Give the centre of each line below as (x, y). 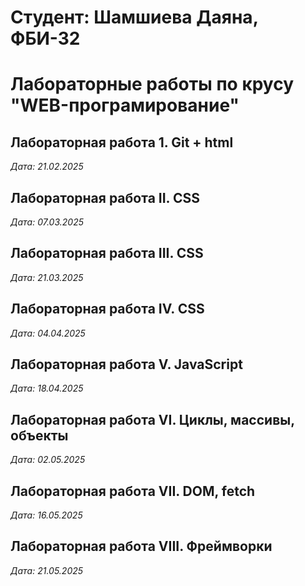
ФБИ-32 (45, 38)
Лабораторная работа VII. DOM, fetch (133, 491)
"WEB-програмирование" (125, 105)
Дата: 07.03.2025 (47, 222)
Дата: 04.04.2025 (48, 333)
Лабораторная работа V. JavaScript (126, 364)
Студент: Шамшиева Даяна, (134, 17)
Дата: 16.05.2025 (46, 515)
